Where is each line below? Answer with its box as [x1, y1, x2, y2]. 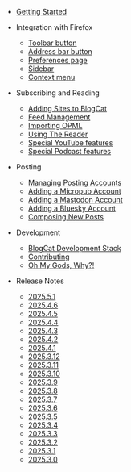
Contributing [27, 252, 70, 261]
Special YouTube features [27, 138, 113, 148]
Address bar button [27, 47, 92, 56]
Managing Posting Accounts [27, 178, 122, 187]
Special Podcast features [27, 147, 112, 156]
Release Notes [15, 276, 64, 286]
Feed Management [27, 112, 91, 122]
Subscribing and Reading [15, 88, 100, 98]
